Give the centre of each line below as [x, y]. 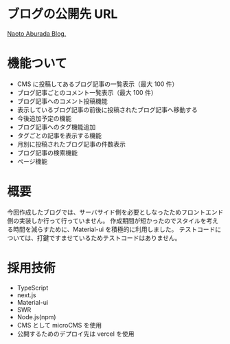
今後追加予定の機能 [44, 118]
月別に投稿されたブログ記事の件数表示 [71, 144]
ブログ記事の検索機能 [47, 153]
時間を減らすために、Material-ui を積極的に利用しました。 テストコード [114, 229]
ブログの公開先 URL [62, 14]
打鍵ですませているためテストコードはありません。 [109, 237]
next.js [26, 295]
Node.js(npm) [36, 316]
